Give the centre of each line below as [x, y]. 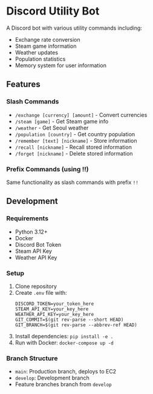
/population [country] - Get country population [75, 134]
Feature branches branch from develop [63, 384]
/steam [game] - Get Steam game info [62, 121]
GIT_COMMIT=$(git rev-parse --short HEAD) [69, 320]
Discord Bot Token [38, 245]
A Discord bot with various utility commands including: [74, 28]
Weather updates [37, 52]
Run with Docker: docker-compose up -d [64, 343]
